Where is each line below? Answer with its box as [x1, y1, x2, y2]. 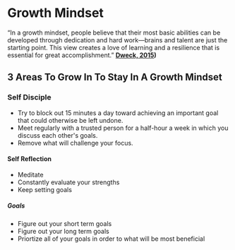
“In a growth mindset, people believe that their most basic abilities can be [7, 28, 221, 37]
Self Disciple [7, 93, 52, 102]
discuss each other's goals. [17, 131, 98, 139]
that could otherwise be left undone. [17, 116, 123, 124]
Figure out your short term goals [17, 219, 112, 227]
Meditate [17, 170, 44, 179]
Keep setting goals [17, 185, 73, 194]
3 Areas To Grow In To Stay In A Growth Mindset [7, 71, 222, 83]
